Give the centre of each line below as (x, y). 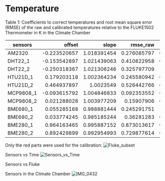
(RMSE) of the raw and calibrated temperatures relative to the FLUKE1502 (80, 27)
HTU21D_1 (20, 77)
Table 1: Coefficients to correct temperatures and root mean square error (79, 22)
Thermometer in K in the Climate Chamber (48, 32)
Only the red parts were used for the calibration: (54, 145)
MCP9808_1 (22, 93)
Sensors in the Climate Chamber (38, 174)
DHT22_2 (19, 69)
